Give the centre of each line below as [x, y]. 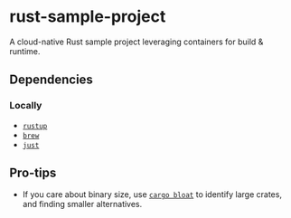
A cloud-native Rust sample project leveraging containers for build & [136, 42]
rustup [35, 126]
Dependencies [51, 80]
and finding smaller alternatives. [82, 204]
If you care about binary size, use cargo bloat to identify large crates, [152, 194]
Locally [26, 106]
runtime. [25, 51]
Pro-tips [33, 173]
